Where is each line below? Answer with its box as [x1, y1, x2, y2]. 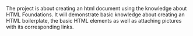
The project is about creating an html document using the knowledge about [6, 5, 187, 12]
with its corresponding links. [6, 23, 74, 30]
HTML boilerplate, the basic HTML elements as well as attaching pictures [6, 17, 182, 24]
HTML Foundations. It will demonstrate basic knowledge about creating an [6, 11, 185, 18]
